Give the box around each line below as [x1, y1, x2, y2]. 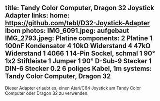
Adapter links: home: [5, 12, 70, 20]
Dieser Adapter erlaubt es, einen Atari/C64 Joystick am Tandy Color [5, 85, 141, 91]
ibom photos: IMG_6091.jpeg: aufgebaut [5, 27, 129, 35]
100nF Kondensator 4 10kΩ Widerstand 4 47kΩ [5, 42, 151, 50]
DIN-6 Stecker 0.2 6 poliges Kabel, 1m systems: [5, 65, 152, 73]
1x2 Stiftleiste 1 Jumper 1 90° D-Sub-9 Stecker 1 [5, 57, 152, 65]
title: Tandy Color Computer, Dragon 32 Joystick [5, 4, 154, 12]
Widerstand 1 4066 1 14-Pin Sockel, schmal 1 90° [5, 50, 155, 58]
